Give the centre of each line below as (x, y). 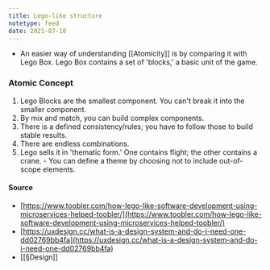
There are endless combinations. (75, 143)
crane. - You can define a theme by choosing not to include (118, 160)
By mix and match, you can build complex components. (112, 118)
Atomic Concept (41, 83)
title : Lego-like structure (56, 16)
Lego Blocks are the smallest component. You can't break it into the (132, 101)
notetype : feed (34, 23)
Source (21, 188)
